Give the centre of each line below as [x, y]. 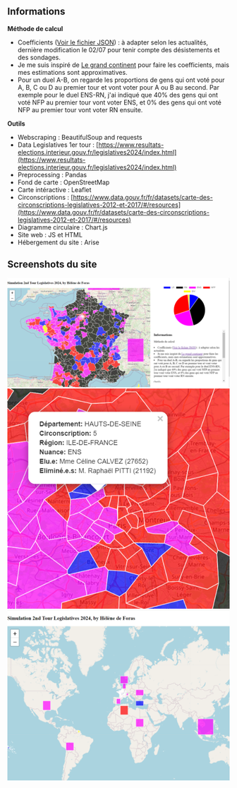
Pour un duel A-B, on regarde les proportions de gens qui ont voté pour [121, 80]
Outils [17, 124]
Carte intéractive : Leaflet [54, 189]
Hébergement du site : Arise [59, 242]
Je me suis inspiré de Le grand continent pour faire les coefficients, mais [123, 65]
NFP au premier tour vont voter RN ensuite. [80, 109]
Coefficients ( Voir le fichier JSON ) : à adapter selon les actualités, [113, 42]
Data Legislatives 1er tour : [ [58, 145]
